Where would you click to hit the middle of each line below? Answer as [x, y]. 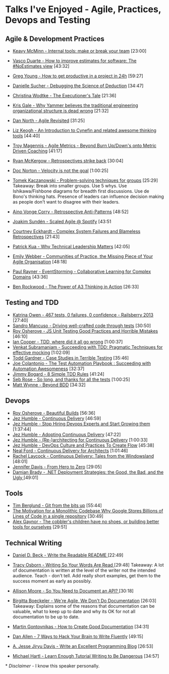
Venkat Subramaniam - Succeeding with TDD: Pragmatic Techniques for [88, 347]
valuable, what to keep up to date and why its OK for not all [74, 612]
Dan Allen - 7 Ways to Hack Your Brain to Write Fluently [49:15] [78, 637]
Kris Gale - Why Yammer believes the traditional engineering [75, 105]
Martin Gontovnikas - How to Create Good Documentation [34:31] [81, 627]
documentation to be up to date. [46, 617]
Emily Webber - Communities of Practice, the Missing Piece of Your [82, 256]
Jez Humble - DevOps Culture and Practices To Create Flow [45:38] [83, 445]
